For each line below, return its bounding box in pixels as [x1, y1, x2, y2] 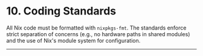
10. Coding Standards [6, 4, 117, 18]
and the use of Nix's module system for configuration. [6, 37, 141, 44]
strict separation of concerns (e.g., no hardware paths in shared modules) [6, 30, 190, 37]
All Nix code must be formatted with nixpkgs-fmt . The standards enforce [6, 24, 187, 31]
